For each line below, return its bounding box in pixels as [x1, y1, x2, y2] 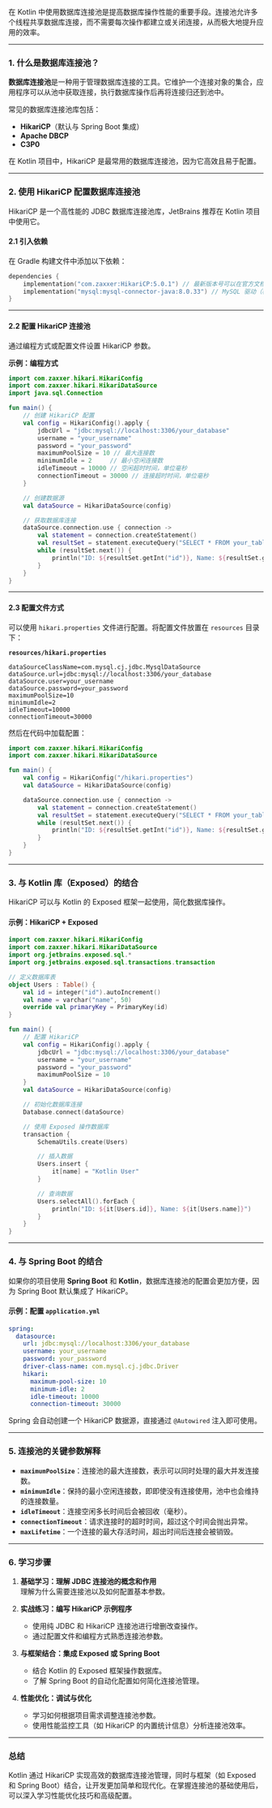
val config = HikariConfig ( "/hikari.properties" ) [23, 774, 194, 782]
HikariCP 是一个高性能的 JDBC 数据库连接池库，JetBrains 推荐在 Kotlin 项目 [8, 206, 261, 216]
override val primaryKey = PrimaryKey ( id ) [23, 1003, 168, 1012]
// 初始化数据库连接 [23, 1101, 83, 1109]
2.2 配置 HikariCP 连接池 [8, 321, 91, 330]
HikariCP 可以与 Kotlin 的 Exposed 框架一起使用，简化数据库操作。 [8, 897, 231, 907]
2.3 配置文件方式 [8, 602, 65, 612]
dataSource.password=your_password [8, 684, 129, 693]
